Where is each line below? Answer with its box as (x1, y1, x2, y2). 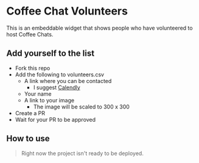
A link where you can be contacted (24, 77, 112, 84)
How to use (6, 133, 50, 144)
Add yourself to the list (6, 48, 95, 59)
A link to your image (24, 96, 75, 104)
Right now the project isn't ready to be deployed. (21, 150, 144, 157)
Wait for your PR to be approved (15, 116, 96, 123)
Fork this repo (15, 64, 51, 72)
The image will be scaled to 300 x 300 (33, 103, 130, 110)
